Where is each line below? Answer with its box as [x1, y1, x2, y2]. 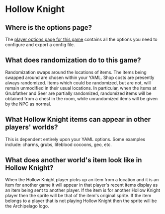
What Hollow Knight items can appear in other [5, 115, 151, 124]
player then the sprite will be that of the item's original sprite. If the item [5, 193, 152, 199]
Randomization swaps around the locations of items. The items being [5, 69, 147, 75]
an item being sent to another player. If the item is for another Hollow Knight [5, 187, 161, 193]
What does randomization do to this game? [5, 56, 141, 65]
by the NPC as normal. [5, 101, 51, 107]
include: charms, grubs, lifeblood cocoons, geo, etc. [5, 142, 112, 147]
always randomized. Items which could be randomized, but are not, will [5, 79, 151, 85]
